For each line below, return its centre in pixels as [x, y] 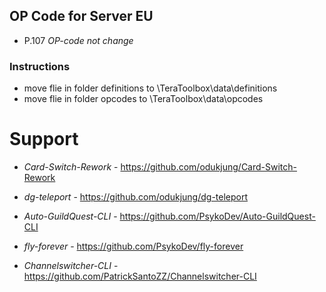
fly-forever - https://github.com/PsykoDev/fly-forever [133, 246]
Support [44, 139]
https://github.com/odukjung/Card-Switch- [209, 167]
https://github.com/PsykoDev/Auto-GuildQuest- [217, 216]
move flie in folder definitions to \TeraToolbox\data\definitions [150, 88]
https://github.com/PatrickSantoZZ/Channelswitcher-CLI [140, 276]
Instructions [40, 66]
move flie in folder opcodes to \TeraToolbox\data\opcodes [143, 99]
